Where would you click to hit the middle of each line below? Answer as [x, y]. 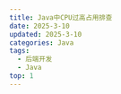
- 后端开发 [35, 59]
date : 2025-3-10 [39, 26]
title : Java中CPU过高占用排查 [61, 17]
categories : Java [42, 43]
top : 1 [22, 76]
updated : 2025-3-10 [46, 34]
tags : [19, 51]
